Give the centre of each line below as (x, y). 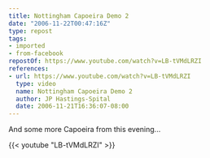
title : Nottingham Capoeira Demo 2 (69, 16)
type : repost (31, 31)
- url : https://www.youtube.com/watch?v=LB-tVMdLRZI (100, 76)
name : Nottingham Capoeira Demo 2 (74, 91)
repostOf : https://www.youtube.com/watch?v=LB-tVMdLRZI (105, 62)
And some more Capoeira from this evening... (85, 130)
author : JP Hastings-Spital (63, 99)
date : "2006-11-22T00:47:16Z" (60, 23)
